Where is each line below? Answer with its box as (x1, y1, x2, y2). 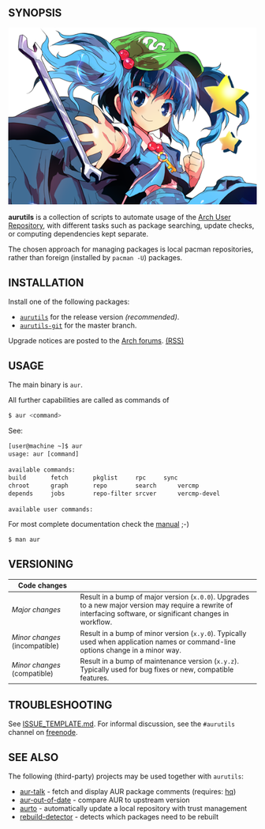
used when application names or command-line (80, 637, 237, 646)
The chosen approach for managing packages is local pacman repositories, (8, 244, 254, 254)
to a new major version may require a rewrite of (80, 600, 233, 610)
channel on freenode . (8, 728, 78, 737)
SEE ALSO (8, 751, 59, 764)
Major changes (11, 604, 62, 614)
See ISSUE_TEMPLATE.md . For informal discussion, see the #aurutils (8, 719, 235, 729)
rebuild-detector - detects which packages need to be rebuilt (19, 812, 219, 822)
